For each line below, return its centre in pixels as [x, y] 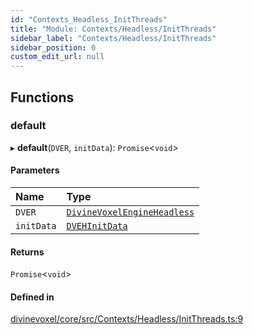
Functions [42, 97]
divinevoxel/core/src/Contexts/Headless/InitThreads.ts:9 [127, 319]
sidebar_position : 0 [53, 47]
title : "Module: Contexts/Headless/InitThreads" [113, 29]
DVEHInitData [97, 226]
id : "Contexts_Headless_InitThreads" [89, 19]
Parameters [35, 170]
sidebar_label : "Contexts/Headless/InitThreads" [113, 38]
